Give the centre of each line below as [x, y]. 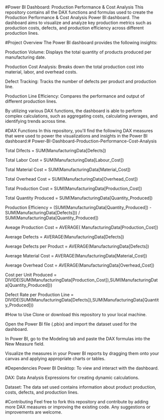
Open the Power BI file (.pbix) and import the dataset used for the [71, 324]
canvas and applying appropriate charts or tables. [55, 359]
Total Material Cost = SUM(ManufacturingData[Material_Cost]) [68, 169]
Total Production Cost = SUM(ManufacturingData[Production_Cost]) [74, 188]
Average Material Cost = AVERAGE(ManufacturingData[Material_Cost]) [76, 256]
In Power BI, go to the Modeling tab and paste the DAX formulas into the [78, 339]
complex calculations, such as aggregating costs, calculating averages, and [82, 116]
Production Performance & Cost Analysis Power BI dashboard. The [72, 17]
